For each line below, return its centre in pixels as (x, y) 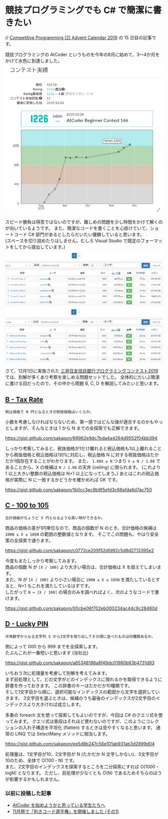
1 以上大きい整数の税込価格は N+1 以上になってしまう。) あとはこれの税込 (80, 474)
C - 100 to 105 (27, 505)
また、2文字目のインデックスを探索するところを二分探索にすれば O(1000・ (82, 766)
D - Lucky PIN (27, 624)
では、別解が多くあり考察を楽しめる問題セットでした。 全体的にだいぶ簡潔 (82, 377)
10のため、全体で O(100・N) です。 (41, 760)
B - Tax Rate (24, 399)
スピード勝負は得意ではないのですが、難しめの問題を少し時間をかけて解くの (84, 222)
